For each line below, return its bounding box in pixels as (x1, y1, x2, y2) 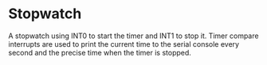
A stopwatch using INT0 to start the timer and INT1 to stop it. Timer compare (8, 31, 259, 40)
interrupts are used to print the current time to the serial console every (8, 39, 240, 48)
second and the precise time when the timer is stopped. (8, 48, 191, 57)
